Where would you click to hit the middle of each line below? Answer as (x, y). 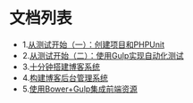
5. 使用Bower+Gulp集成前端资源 (80, 89)
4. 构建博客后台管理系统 (65, 77)
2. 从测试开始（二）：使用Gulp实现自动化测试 (103, 55)
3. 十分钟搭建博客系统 (61, 67)
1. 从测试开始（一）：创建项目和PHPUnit (93, 44)
